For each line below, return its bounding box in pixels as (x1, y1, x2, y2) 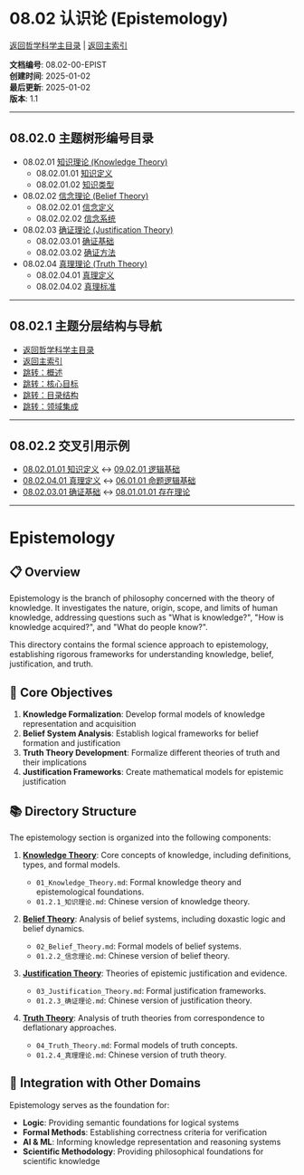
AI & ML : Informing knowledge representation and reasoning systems (22, 1136, 281, 1147)
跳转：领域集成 (22, 400, 79, 412)
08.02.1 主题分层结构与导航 (9, 319, 163, 334)
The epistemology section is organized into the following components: (9, 832, 271, 843)
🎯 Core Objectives (9, 684, 113, 700)
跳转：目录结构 (22, 389, 79, 400)
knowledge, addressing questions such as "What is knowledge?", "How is (9, 612, 284, 623)
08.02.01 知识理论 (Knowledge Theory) (22, 156, 168, 167)
